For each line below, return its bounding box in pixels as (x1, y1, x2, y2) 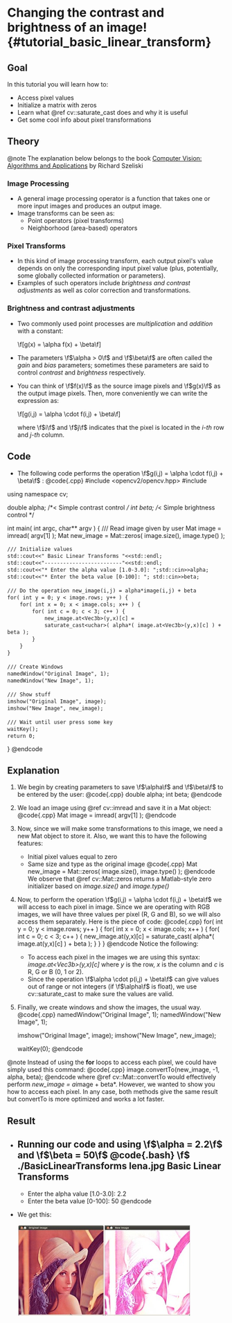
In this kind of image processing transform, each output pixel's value (17, 257, 213, 265)
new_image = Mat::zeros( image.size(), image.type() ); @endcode (27, 867, 215, 876)
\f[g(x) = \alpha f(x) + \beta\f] (17, 340, 102, 348)
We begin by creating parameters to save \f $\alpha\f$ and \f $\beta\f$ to (17, 783, 224, 791)
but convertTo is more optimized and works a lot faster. (7, 1095, 165, 1104)
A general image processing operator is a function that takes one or (17, 195, 211, 203)
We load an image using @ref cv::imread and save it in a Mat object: (17, 804, 212, 812)
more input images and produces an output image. (17, 202, 162, 210)
